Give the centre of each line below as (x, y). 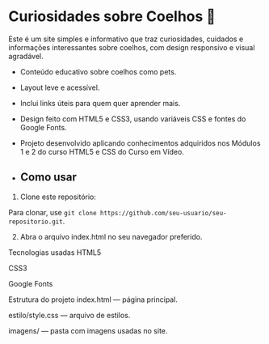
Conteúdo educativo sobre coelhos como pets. (98, 71)
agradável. (26, 56)
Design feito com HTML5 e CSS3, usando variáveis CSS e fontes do (133, 119)
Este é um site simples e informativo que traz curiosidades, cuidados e (126, 39)
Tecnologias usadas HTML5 (55, 252)
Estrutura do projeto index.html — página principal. (93, 299)
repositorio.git (36, 222)
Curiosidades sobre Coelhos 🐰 (112, 17)
